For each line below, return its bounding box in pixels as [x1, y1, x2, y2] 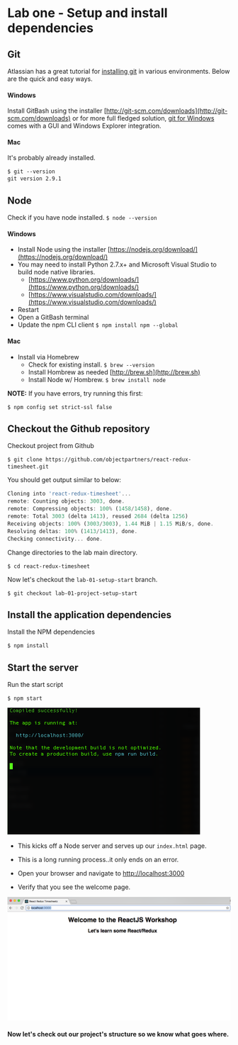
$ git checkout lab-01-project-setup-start [7, 590, 138, 597]
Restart [17, 306, 39, 314]
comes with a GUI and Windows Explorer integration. [7, 122, 161, 130]
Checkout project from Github [7, 442, 94, 450]
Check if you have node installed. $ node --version [7, 213, 157, 222]
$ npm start [7, 695, 42, 703]
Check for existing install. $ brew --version [28, 360, 155, 369]
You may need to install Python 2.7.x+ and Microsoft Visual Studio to [17, 260, 217, 269]
